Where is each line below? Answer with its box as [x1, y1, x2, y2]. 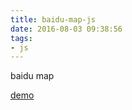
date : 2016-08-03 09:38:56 [10, 24, 123, 34]
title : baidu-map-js [10, 14, 97, 25]
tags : [10, 33, 33, 43]
